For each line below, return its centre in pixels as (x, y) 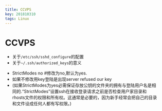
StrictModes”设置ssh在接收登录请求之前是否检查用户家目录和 (85, 92)
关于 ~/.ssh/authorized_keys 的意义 (47, 63)
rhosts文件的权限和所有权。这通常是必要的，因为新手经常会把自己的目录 (84, 97)
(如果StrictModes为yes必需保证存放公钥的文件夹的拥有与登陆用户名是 (82, 85)
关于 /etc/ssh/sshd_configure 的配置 (48, 57)
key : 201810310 (20, 14)
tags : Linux (17, 18)
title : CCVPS (18, 9)
